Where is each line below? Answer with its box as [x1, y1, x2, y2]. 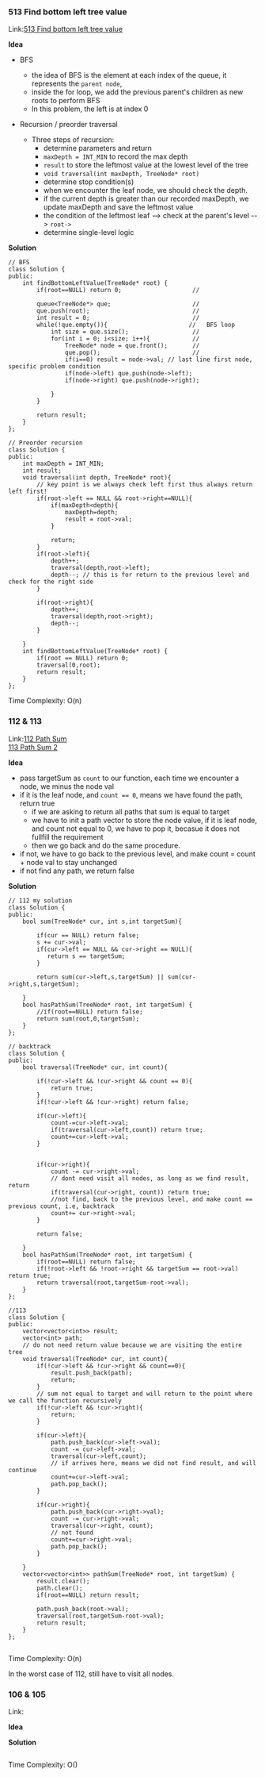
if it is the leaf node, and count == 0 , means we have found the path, [19, 790, 243, 799]
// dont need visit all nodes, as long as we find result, [50, 1174, 249, 1183]
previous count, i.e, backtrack [8, 1202, 115, 1210]
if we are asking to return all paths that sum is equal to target [31, 806, 230, 816]
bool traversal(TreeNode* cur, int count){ [22, 1063, 168, 1071]
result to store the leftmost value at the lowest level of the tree [43, 160, 249, 170]
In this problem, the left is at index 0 [31, 104, 149, 113]
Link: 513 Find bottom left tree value [8, 25, 123, 34]
